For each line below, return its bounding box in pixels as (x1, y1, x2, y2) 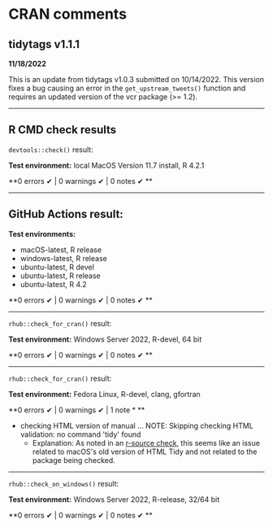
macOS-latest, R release (19, 245, 102, 255)
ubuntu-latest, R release (19, 270, 101, 281)
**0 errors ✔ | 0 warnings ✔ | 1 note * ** (8, 404, 145, 415)
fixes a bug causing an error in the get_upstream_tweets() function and (8, 83, 246, 93)
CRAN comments (8, 5, 128, 24)
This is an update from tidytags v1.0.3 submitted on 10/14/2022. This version (8, 75, 265, 84)
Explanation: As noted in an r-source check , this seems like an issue (32, 438, 260, 447)
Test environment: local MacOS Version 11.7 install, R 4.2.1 (8, 160, 205, 170)
